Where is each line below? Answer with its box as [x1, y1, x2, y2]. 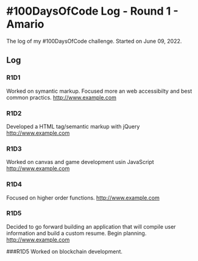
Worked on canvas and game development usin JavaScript [6, 159, 154, 166]
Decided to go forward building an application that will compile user [6, 223, 176, 230]
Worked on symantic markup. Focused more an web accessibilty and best [6, 87, 193, 95]
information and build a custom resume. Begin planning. [6, 229, 147, 237]
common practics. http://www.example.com [6, 93, 117, 101]
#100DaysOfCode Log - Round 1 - [6, 4, 179, 18]
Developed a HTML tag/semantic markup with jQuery [6, 123, 140, 130]
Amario [6, 17, 44, 31]
